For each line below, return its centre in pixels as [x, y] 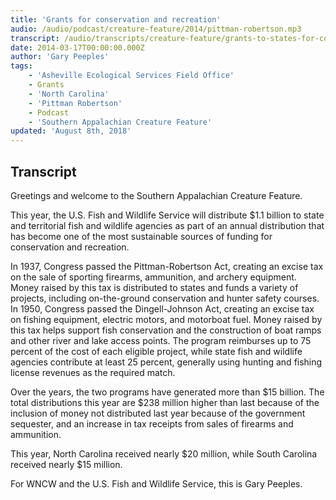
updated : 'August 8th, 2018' [71, 131]
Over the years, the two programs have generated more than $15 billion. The [167, 392]
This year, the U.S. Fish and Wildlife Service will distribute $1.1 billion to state [167, 215]
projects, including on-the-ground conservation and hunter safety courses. [165, 298]
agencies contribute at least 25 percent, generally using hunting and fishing [166, 362]
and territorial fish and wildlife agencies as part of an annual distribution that [167, 225]
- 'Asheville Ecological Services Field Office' [131, 76]
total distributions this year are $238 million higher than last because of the [165, 402]
